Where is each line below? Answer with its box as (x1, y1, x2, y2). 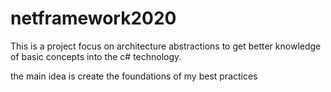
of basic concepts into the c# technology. (10, 50, 182, 62)
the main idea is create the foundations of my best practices (10, 70, 258, 82)
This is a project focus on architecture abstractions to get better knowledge (10, 40, 322, 52)
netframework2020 (10, 7, 177, 30)
